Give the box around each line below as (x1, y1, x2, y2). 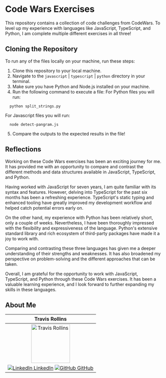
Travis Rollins (34, 315, 67, 322)
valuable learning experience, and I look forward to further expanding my (5, 281, 155, 287)
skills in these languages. (5, 287, 57, 293)
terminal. (12, 78, 31, 84)
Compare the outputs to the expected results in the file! (12, 131, 125, 137)
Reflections (5, 145, 42, 153)
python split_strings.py (9, 103, 61, 109)
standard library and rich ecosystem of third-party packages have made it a (5, 230, 160, 236)
